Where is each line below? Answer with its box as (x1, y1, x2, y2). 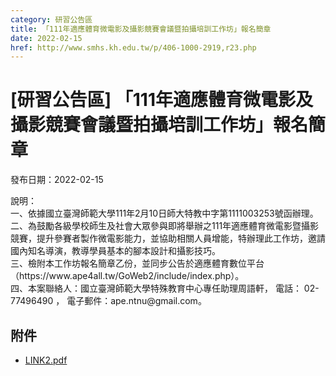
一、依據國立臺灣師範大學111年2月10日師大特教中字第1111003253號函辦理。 (10, 207, 319, 220)
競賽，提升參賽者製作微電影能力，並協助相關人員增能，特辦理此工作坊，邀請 (10, 232, 326, 245)
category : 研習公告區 (10, 14, 93, 25)
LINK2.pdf (24, 354, 68, 366)
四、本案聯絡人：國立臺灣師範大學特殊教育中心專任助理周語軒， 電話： (10, 282, 302, 295)
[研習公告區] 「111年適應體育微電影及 (10, 89, 313, 111)
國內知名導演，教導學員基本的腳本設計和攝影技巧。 (10, 245, 221, 257)
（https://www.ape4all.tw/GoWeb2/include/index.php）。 (10, 270, 245, 282)
